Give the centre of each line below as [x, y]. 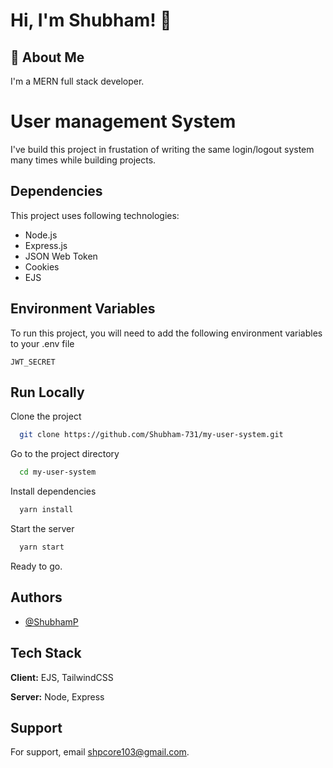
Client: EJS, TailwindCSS [62, 677]
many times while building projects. [83, 160]
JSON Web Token [61, 256]
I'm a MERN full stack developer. [77, 81]
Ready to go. [36, 566]
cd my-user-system [58, 472]
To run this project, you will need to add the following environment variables [166, 333]
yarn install [46, 510]
